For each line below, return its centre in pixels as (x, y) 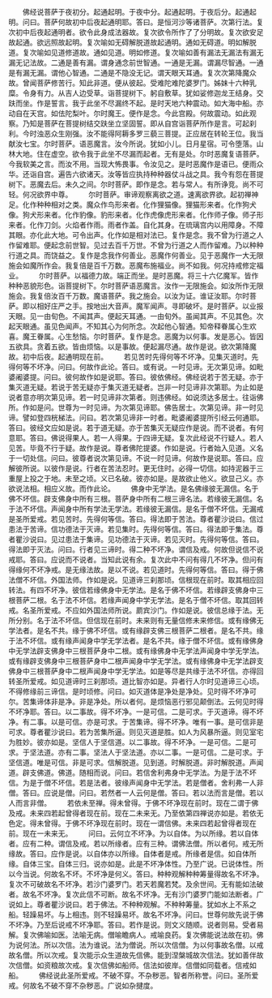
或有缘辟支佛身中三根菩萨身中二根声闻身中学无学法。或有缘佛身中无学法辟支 (136, 661)
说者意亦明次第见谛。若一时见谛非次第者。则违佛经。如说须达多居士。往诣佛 (136, 397)
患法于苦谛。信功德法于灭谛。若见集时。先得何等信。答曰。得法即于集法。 (132, 529)
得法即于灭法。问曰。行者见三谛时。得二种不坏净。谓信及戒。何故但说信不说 (136, 549)
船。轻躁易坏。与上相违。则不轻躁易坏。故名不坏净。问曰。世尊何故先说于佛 (136, 914)
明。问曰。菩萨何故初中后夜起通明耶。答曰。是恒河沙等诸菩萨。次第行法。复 (136, 22)
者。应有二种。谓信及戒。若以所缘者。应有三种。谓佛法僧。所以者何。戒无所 (136, 843)
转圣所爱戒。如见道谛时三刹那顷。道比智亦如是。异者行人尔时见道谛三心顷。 (136, 681)
